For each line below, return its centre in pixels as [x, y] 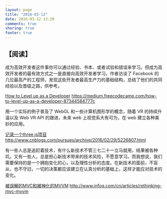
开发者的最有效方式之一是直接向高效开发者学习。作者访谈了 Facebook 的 [84, 73]
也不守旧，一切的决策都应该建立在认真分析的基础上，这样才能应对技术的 [88, 169]
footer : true [19, 33]
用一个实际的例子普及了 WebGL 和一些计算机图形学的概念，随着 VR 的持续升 [83, 111]
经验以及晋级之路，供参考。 [34, 86]
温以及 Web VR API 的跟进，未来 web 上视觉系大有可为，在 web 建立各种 [80, 117]
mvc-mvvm [17, 191]
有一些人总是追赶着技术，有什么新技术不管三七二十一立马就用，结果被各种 [82, 150]
